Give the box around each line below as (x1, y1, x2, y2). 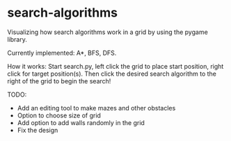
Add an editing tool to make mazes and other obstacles (17, 103, 176, 112)
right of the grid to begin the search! (7, 76, 111, 85)
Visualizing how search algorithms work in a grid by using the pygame (7, 28, 209, 36)
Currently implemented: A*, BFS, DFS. (7, 49, 117, 57)
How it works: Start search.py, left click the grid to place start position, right (7, 62, 224, 70)
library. (7, 35, 28, 43)
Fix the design (17, 126, 58, 134)
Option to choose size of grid (17, 111, 101, 119)
